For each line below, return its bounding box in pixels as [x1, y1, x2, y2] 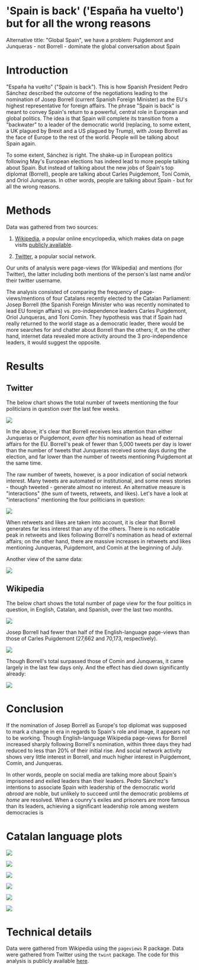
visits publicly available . [14, 241, 73, 248]
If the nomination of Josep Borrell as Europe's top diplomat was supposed [6, 721, 187, 728]
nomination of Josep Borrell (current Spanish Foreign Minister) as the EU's [6, 96, 188, 103]
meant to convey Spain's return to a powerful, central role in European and [6, 108, 188, 115]
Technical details [6, 925, 92, 939]
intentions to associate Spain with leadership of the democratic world [6, 784, 175, 791]
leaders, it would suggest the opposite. [6, 338, 101, 345]
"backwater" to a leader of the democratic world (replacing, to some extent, [6, 121, 191, 128]
